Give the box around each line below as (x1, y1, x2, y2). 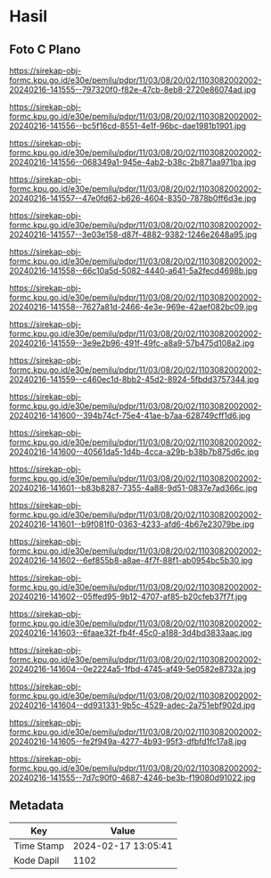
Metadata (9, 798, 64, 813)
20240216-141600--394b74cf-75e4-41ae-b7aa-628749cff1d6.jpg (9, 410, 251, 421)
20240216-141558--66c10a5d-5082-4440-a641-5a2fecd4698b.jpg (9, 266, 258, 275)
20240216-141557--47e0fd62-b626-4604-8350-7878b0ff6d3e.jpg (9, 193, 257, 203)
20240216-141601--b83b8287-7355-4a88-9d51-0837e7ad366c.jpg (9, 483, 259, 493)
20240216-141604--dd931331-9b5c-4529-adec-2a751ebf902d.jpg (9, 700, 256, 710)
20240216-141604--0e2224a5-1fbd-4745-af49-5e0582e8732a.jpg (9, 664, 257, 674)
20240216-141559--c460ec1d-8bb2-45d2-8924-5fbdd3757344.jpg (9, 374, 259, 384)
